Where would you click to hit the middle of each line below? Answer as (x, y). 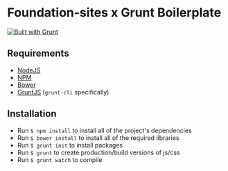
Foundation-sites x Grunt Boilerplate (114, 13)
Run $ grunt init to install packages (70, 145)
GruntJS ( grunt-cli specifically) (63, 92)
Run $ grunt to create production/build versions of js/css (98, 152)
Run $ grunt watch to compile (60, 159)
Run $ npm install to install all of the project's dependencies (104, 130)
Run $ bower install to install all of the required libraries (98, 138)
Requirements (38, 53)
